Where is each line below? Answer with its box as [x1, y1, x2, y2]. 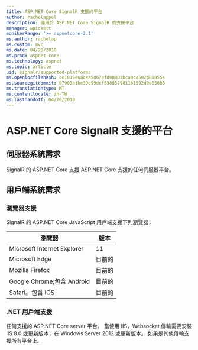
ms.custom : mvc [6, 42, 44, 48]
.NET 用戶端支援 [6, 308, 53, 316]
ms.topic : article [6, 63, 51, 70]
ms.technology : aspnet [6, 58, 62, 64]
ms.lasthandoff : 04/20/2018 [6, 96, 76, 102]
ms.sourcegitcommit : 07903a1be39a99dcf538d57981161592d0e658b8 [6, 80, 165, 86]
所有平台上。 [11, 337, 43, 344]
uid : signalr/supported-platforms [6, 69, 92, 75]
